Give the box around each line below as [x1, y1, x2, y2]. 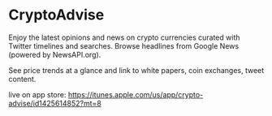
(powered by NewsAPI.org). [8, 49, 101, 59]
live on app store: [8, 89, 67, 99]
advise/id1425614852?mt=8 [8, 98, 101, 108]
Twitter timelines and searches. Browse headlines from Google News [8, 41, 240, 50]
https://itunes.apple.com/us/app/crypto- [67, 89, 204, 99]
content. [8, 74, 37, 84]
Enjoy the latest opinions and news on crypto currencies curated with [8, 32, 240, 42]
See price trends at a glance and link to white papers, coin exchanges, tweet [8, 65, 265, 75]
